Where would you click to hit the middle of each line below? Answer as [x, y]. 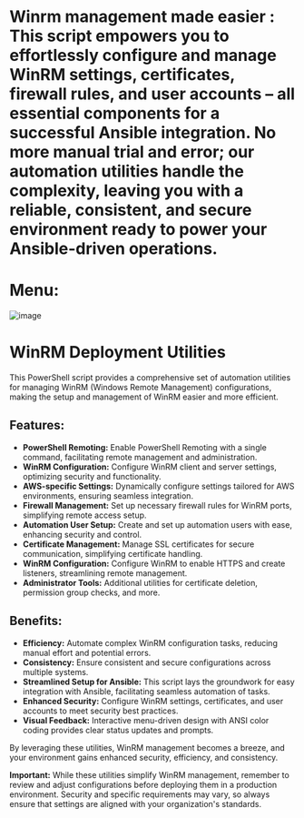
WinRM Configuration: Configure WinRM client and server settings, [149, 467]
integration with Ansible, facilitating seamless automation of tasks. [146, 691]
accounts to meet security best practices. [100, 711]
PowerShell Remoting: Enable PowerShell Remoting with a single [145, 447]
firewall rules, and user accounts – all [152, 94]
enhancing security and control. [82, 534]
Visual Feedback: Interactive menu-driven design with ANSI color [146, 720]
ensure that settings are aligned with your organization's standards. [135, 803]
